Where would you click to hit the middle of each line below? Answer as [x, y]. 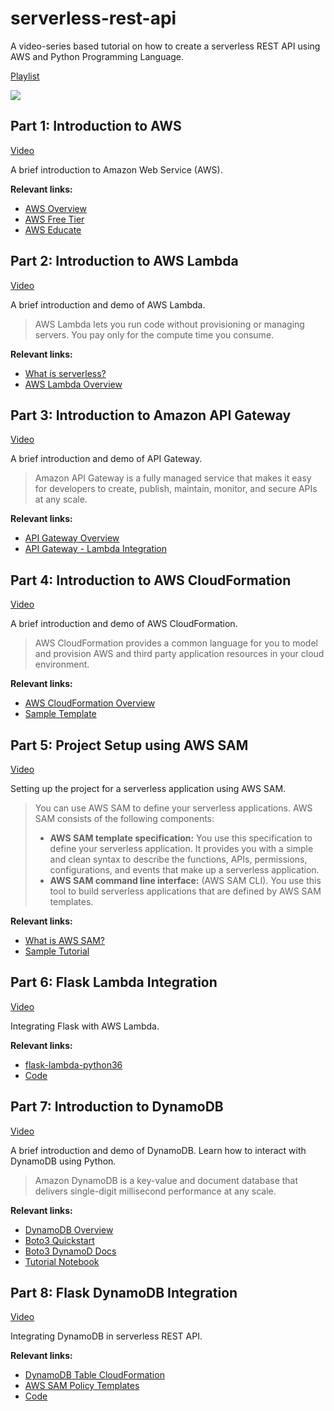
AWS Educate [53, 229]
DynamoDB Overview [69, 1229]
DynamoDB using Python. [63, 1161]
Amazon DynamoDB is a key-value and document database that [166, 1180]
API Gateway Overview [72, 538]
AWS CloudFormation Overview [90, 703]
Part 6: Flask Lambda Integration [114, 982]
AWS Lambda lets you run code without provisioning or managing [169, 324]
